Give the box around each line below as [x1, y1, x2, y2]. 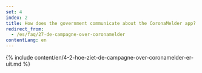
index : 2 [5, 15, 28, 21]
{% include [5, 54, 33, 61]
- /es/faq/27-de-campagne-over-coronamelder [11, 32, 126, 38]
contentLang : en [5, 37, 47, 43]
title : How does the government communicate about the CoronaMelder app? [5, 20, 197, 26]
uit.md [5, 60, 22, 68]
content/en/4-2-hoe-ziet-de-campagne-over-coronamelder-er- [34, 54, 194, 61]
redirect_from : [5, 26, 44, 32]
